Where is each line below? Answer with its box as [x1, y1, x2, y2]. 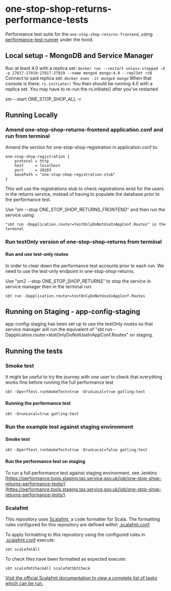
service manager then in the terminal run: [5, 283, 93, 289]
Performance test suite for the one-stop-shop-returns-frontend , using [5, 31, 153, 37]
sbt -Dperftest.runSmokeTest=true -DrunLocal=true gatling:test [5, 389, 145, 395]
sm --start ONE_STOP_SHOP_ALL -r [5, 96, 81, 102]
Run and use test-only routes [5, 251, 69, 257]
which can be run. [5, 580, 44, 586]
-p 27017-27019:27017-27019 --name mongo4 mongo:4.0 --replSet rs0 [5, 70, 153, 76]
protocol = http [14, 159, 50, 164]
